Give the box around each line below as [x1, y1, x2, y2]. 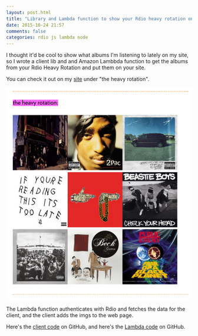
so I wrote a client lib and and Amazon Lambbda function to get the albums [6, 58, 189, 65]
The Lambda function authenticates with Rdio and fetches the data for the [6, 305, 186, 312]
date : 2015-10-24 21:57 [6, 22, 65, 28]
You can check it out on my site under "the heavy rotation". [6, 76, 150, 83]
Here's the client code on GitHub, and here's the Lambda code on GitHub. [6, 323, 186, 330]
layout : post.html [6, 9, 51, 15]
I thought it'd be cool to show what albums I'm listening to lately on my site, [6, 51, 189, 59]
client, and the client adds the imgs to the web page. [6, 311, 134, 319]
